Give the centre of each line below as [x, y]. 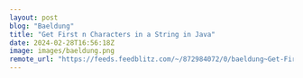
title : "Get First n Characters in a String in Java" [113, 34]
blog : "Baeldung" [42, 26]
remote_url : [32, 59]
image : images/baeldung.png [62, 51]
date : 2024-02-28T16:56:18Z [62, 43]
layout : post [34, 17]
